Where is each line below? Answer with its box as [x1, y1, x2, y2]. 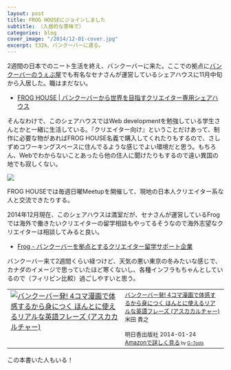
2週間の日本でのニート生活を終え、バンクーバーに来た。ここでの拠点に [7, 62, 210, 69]
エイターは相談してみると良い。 [12, 228, 104, 236]
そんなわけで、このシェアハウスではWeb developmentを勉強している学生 [7, 117, 215, 124]
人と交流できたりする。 [7, 196, 74, 204]
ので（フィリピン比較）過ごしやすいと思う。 [12, 274, 140, 282]
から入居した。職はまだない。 [7, 79, 91, 87]
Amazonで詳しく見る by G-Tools [124, 338, 204, 346]
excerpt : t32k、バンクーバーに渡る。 [7, 42, 104, 49]
